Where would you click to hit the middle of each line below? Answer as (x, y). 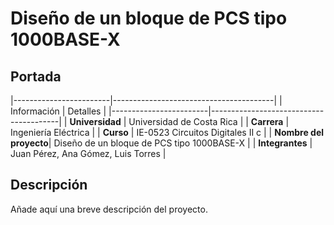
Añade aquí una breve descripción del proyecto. (109, 209)
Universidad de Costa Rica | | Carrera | (209, 121)
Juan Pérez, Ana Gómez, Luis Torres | (88, 153)
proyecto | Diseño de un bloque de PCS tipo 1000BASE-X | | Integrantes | (161, 143)
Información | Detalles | (58, 111)
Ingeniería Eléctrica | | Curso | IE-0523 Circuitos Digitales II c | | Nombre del (167, 132)
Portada (36, 76)
